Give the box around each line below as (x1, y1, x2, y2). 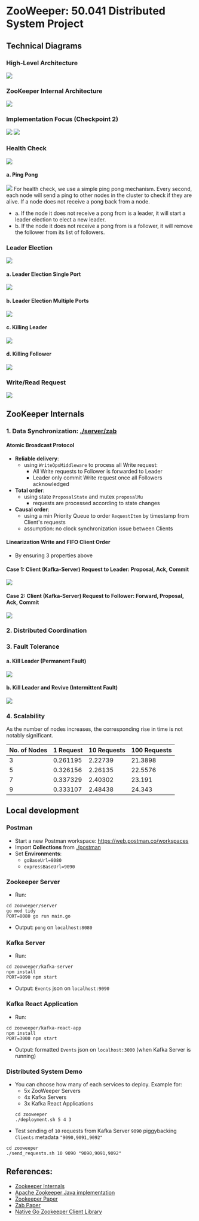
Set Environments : (14, 850, 62, 857)
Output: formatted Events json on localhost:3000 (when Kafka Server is (14, 1046, 191, 1053)
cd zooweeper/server (6, 903, 58, 909)
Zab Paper (14, 1201, 41, 1208)
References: (6, 1167, 53, 1177)
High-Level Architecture (6, 59, 78, 67)
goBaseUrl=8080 (23, 857, 62, 863)
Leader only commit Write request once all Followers (32, 474, 163, 481)
